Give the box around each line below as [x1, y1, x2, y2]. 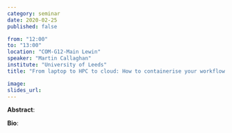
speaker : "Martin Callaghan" [7, 55, 92, 62]
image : [7, 80, 26, 87]
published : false [7, 23, 58, 30]
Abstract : [7, 105, 35, 114]
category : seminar [7, 10, 60, 17]
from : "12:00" [7, 35, 49, 42]
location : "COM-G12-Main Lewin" [7, 48, 101, 55]
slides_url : [7, 87, 42, 94]
